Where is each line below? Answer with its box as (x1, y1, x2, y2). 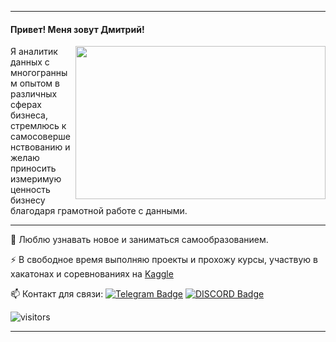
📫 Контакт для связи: (10, 288, 104, 300)
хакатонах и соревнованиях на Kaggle (10, 268, 174, 280)
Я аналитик (10, 46, 58, 58)
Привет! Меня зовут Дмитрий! (10, 23, 145, 35)
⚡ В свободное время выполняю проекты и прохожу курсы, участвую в (10, 254, 319, 266)
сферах (10, 99, 42, 111)
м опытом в (10, 77, 60, 90)
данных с (10, 56, 50, 68)
